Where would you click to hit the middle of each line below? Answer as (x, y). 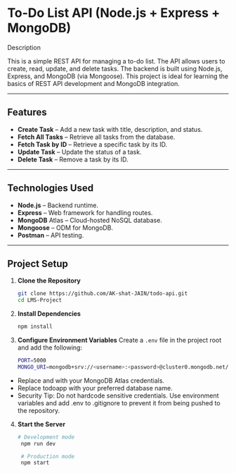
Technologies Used (50, 188)
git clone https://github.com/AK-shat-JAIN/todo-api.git (103, 294)
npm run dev (38, 443)
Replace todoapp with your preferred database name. (95, 388)
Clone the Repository (49, 281)
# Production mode (48, 456)
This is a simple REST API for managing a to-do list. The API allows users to (116, 61)
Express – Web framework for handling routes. (85, 212)
